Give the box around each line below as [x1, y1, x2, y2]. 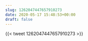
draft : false [5, 17, 33, 22]
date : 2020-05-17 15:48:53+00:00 [5, 12, 76, 17]
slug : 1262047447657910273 [5, 7, 62, 13]
